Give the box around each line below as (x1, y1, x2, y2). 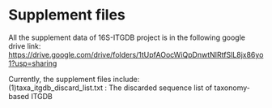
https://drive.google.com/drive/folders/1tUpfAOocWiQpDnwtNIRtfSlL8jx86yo (8, 50, 264, 59)
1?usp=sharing (8, 58, 57, 68)
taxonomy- (214, 83, 251, 93)
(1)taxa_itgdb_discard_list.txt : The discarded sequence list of (8, 83, 213, 93)
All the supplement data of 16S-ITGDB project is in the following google (8, 32, 245, 42)
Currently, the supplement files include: (8, 74, 140, 84)
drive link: (8, 41, 41, 50)
